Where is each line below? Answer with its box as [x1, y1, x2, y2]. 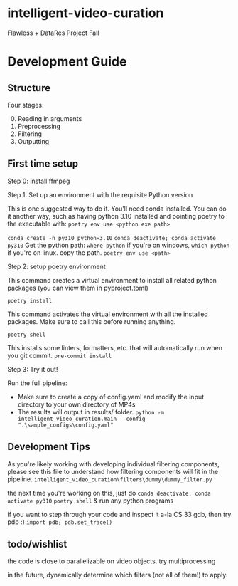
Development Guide [7, 53, 127, 70]
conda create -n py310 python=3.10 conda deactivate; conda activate [7, 234, 217, 241]
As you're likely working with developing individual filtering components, [7, 459, 220, 468]
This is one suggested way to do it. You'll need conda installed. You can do [7, 204, 227, 213]
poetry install [7, 297, 53, 304]
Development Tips [7, 441, 90, 453]
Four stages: [7, 100, 44, 109]
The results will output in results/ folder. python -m [17, 407, 165, 416]
